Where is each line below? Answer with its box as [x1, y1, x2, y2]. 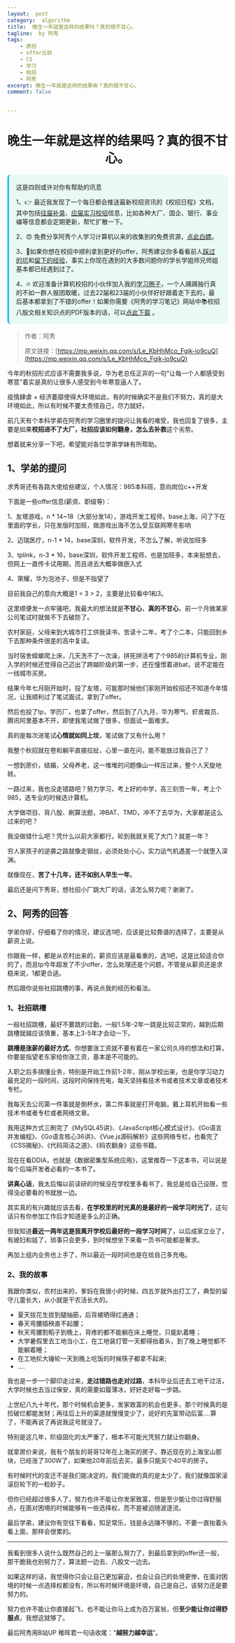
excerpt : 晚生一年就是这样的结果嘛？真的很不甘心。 [7, 82, 140, 89]
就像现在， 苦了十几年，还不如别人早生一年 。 [7, 870, 136, 879]
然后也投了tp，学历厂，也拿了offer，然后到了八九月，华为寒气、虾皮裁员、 [7, 707, 223, 715]
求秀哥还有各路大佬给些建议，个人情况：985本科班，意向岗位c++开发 [7, 482, 208, 490]
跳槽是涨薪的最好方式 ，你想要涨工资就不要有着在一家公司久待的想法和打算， [7, 1043, 228, 1052]
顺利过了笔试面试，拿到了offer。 [31, 692, 126, 701]
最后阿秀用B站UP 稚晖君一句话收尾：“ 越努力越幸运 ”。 [7, 1628, 162, 1637]
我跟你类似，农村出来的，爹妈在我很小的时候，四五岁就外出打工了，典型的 [7, 1287, 222, 1295]
